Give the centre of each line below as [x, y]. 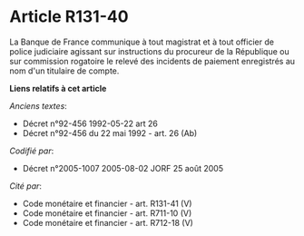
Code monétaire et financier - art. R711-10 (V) [107, 213]
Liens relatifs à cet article [58, 88]
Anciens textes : [39, 105]
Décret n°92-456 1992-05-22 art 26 [90, 123]
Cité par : [26, 186]
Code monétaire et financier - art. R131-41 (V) [107, 203]
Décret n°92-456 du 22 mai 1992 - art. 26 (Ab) [110, 133]
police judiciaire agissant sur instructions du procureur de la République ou [149, 51]
